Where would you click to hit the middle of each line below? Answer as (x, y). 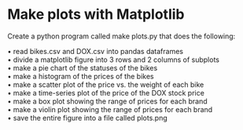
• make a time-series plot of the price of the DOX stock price (106, 92)
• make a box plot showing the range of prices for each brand (107, 101)
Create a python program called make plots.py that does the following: (121, 36)
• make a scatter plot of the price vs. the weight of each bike (106, 85)
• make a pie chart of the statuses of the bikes (83, 67)
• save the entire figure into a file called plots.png (88, 117)
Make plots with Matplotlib (96, 14)
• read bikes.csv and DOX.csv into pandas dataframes (96, 51)
